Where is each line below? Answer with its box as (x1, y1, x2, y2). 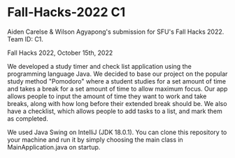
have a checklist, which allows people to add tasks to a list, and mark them (7, 107, 222, 115)
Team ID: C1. (7, 34, 44, 43)
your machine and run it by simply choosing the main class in (7, 135, 183, 144)
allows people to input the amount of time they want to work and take (7, 92, 207, 100)
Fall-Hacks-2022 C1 (7, 4, 126, 20)
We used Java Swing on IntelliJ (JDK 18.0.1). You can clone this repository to (7, 128, 227, 136)
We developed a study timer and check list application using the (7, 62, 192, 70)
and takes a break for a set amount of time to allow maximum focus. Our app (7, 84, 228, 93)
